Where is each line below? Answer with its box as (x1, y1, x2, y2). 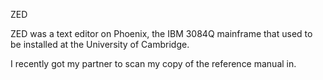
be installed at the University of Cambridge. (10, 39, 190, 50)
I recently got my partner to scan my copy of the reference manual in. (10, 58, 297, 69)
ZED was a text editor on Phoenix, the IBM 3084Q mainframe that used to (10, 28, 313, 39)
